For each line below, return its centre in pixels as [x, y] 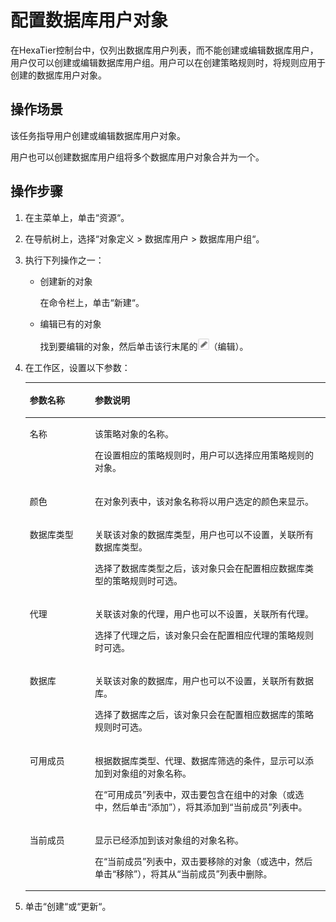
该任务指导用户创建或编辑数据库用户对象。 [98, 135]
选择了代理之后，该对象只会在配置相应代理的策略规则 [204, 635]
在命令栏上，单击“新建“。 [92, 302]
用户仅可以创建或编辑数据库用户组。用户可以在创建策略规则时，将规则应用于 [168, 62]
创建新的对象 [66, 281]
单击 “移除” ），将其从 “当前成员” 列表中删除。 [183, 873]
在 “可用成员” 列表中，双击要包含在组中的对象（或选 [199, 794]
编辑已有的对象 [70, 323]
